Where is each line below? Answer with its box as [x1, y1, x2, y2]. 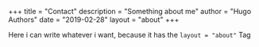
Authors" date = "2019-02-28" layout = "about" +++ [8, 15, 180, 24]
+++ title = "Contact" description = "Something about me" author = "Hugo [8, 7, 252, 16]
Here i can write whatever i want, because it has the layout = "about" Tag [8, 31, 252, 39]
